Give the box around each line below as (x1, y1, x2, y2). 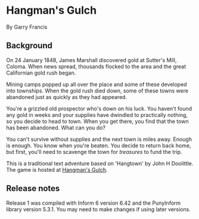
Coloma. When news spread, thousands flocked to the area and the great (6, 63, 186, 70)
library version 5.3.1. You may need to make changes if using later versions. (6, 205, 191, 212)
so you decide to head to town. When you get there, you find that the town (6, 118, 189, 125)
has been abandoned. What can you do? (6, 124, 106, 131)
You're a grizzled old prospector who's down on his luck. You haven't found (6, 105, 192, 112)
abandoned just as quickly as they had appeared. (6, 93, 127, 100)
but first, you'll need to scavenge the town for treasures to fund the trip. (6, 148, 183, 155)
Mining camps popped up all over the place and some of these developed (6, 81, 187, 88)
